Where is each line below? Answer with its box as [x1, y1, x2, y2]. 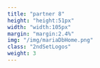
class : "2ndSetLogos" [7, 43, 72, 50]
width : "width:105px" [7, 23, 72, 30]
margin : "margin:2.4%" [7, 30, 74, 38]
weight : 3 [7, 50, 37, 57]
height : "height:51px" [7, 17, 74, 24]
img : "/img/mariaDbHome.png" [7, 37, 94, 44]
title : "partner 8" [7, 10, 65, 18]
